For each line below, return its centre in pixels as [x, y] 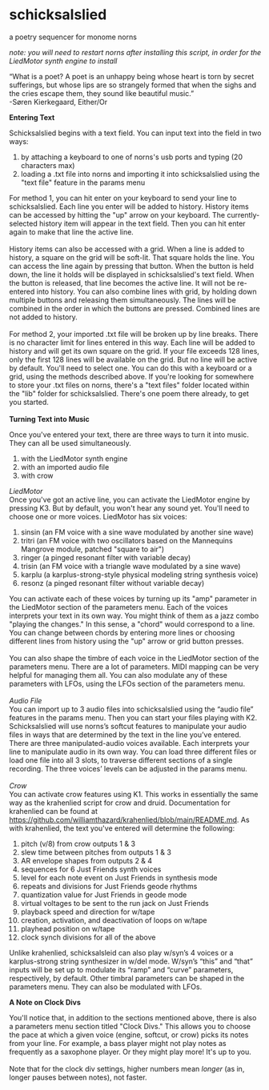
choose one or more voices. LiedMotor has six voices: [98, 516]
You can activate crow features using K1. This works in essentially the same [134, 794]
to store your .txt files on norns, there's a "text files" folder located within [129, 385]
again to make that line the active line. [72, 232]
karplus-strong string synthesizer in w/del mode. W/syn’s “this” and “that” [131, 961]
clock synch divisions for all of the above [88, 937]
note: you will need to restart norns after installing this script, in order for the [135, 52]
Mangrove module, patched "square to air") [92, 549]
